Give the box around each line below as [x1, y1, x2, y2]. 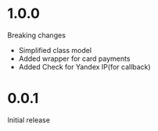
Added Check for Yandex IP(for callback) [18, 62, 151, 71]
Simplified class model [18, 45, 92, 55]
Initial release [7, 115, 50, 125]
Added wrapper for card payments [18, 54, 131, 63]
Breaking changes [7, 30, 66, 40]
